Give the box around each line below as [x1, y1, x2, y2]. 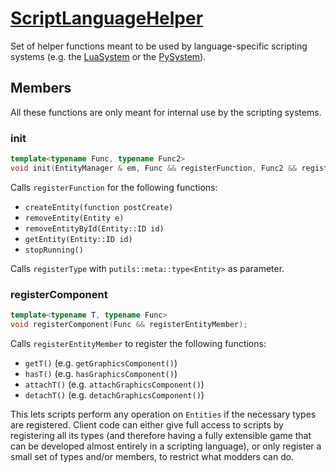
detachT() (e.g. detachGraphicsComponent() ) [24, 388, 205, 401]
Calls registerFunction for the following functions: [10, 181, 218, 193]
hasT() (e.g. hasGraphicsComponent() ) [24, 367, 178, 379]
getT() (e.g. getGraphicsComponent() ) [24, 357, 178, 369]
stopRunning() [24, 245, 84, 255]
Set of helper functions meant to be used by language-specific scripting [10, 40, 308, 52]
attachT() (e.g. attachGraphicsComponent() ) [24, 378, 205, 390]
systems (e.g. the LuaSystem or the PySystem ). [10, 50, 207, 62]
